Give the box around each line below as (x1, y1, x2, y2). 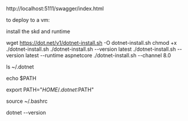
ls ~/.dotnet (6, 63, 34, 70)
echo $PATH (6, 75, 37, 81)
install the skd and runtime (6, 28, 71, 35)
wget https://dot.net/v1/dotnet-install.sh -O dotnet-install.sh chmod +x (6, 40, 177, 46)
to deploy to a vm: (6, 17, 50, 23)
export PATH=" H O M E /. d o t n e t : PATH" (6, 86, 94, 93)
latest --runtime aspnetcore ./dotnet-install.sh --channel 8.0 (25, 52, 171, 58)
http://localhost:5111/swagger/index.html (6, 5, 104, 12)
